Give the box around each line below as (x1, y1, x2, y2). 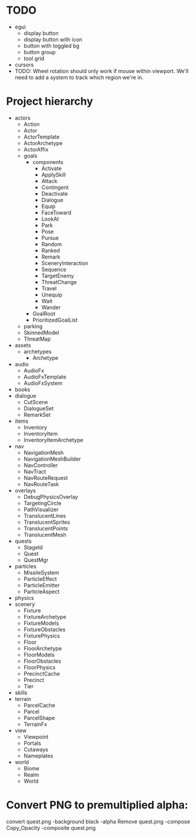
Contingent (41, 184, 69, 191)
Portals (23, 740, 42, 747)
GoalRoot (32, 310, 55, 317)
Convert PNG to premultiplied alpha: (6, 798, 188, 812)
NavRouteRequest (23, 474, 68, 482)
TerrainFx (23, 720, 48, 728)
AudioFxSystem (23, 379, 62, 386)
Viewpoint (23, 733, 49, 740)
